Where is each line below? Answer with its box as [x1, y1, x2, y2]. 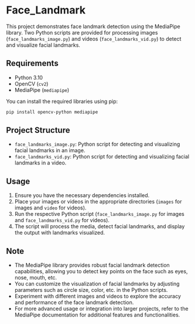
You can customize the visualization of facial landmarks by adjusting [14, 280, 180, 287]
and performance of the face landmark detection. [14, 299, 134, 306]
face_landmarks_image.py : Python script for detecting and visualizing [14, 141, 180, 148]
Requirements [6, 58, 59, 68]
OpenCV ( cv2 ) [14, 80, 49, 87]
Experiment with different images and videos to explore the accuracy [14, 293, 182, 300]
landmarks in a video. [14, 159, 67, 167]
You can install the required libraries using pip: [6, 98, 118, 105]
